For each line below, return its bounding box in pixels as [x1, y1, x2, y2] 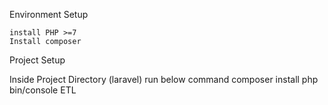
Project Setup [9, 54, 66, 66]
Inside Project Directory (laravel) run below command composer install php [9, 74, 319, 85]
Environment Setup [9, 9, 89, 20]
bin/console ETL [9, 84, 77, 96]
